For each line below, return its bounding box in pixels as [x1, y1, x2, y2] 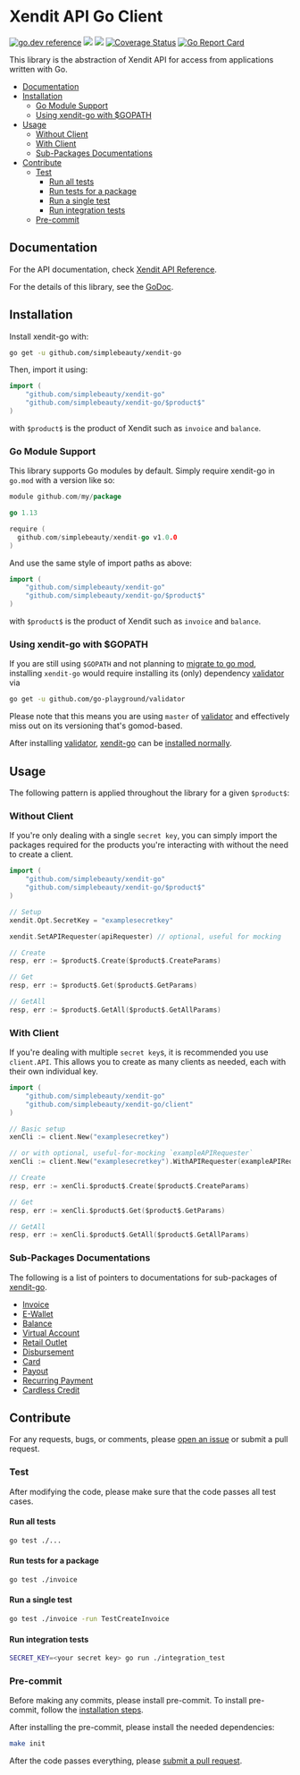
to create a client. [9, 849, 74, 860]
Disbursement [21, 1346, 74, 1357]
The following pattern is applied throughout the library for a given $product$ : [9, 787, 290, 798]
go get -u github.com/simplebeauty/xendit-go [9, 348, 181, 357]
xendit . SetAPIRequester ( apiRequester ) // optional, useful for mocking [9, 932, 281, 941]
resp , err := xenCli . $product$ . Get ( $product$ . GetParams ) [9, 1206, 226, 1215]
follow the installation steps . [40, 1704, 145, 1715]
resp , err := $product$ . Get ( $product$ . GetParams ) [9, 981, 198, 990]
